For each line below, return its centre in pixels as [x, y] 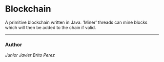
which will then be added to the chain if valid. [51, 27]
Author [14, 45]
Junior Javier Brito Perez [30, 55]
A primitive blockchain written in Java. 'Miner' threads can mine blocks [76, 22]
